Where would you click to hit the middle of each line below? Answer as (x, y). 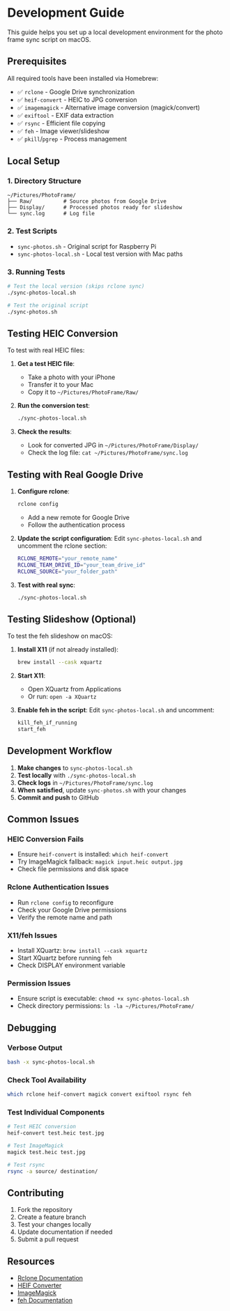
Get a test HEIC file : (46, 364)
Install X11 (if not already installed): (68, 650)
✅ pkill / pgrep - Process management (72, 139)
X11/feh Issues (32, 935)
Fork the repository (45, 1210)
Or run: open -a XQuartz (62, 697)
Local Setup (34, 161)
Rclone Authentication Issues (58, 887)
